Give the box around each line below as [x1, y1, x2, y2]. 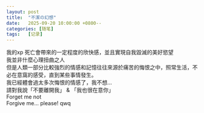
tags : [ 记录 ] [6, 31, 43, 37]
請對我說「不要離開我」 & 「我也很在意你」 [6, 86, 114, 94]
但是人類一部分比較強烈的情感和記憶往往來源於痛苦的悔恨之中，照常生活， [6, 64, 192, 71]
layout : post [6, 8, 39, 15]
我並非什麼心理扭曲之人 [6, 56, 65, 63]
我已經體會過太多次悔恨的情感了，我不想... [6, 79, 112, 86]
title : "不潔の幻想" [6, 15, 56, 21]
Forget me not [6, 93, 42, 100]
